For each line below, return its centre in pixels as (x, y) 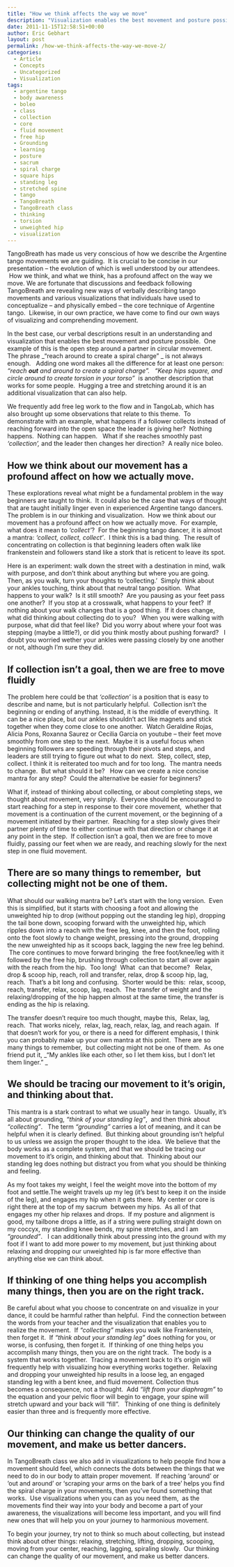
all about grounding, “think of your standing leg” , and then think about (109, 1119)
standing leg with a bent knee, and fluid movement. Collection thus (103, 1382)
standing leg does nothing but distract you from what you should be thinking (117, 1164)
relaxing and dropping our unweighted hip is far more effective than (104, 1251)
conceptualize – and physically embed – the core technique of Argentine (111, 306)
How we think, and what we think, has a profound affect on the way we (110, 276)
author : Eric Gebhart (39, 33)
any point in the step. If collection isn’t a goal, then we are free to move (110, 836)
